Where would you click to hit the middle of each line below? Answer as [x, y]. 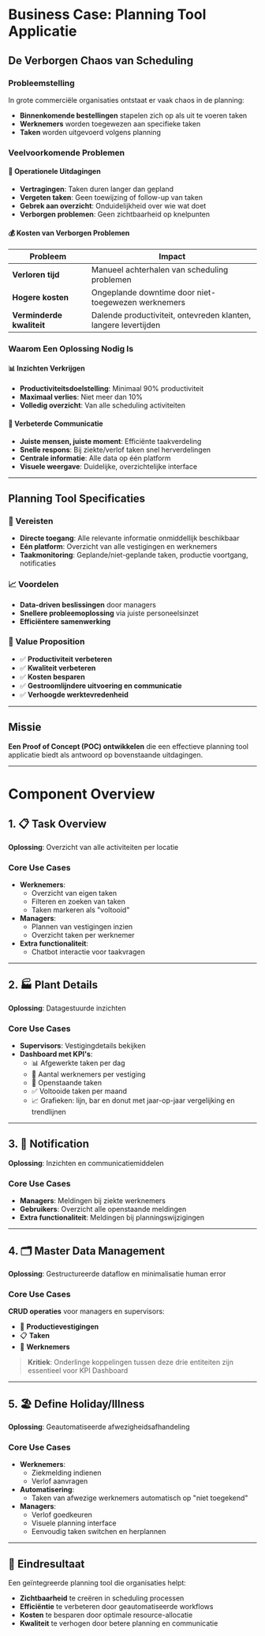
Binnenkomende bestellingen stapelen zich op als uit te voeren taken [133, 115]
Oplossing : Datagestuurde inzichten [67, 1008]
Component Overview [82, 794]
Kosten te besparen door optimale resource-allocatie [106, 1615]
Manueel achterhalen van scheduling [160, 270]
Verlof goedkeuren [62, 1515]
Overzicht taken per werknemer [83, 935]
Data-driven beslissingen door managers [88, 604]
